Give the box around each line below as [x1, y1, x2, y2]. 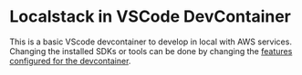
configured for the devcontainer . [9, 55, 131, 66]
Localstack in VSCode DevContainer [9, 6, 292, 27]
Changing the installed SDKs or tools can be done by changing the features [9, 45, 293, 56]
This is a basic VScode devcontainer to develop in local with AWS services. [9, 36, 292, 47]
